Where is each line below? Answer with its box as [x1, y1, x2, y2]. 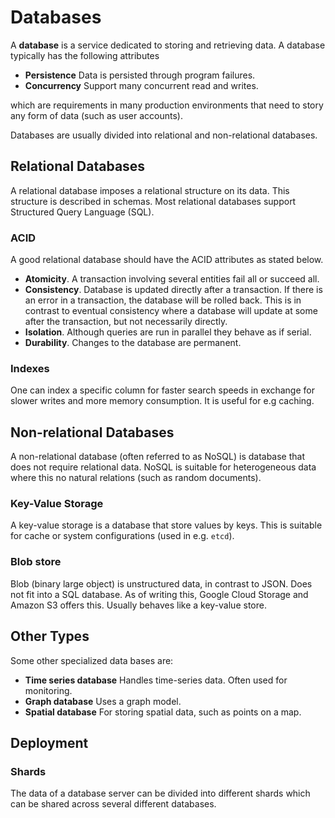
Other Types [10, 628, 90, 645]
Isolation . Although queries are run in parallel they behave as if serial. [24, 326, 312, 338]
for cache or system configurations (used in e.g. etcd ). [10, 530, 235, 542]
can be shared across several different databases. [10, 798, 217, 810]
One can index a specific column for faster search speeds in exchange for [10, 384, 315, 396]
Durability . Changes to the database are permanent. [24, 337, 242, 349]
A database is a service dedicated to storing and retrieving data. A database [10, 39, 326, 51]
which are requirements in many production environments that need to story [10, 99, 324, 111]
